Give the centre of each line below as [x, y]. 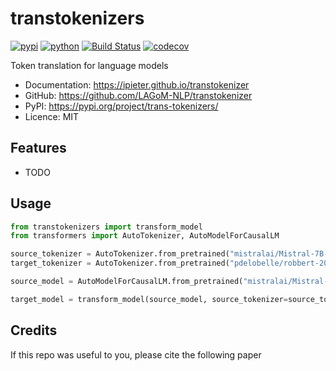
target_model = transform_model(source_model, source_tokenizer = [149, 299]
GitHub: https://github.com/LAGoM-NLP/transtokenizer [138, 95]
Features [38, 148]
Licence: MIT [52, 116]
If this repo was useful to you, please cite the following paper [136, 354]
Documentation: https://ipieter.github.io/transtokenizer [137, 84]
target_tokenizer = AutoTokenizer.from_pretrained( [120, 263]
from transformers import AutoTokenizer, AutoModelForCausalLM [145, 236]
